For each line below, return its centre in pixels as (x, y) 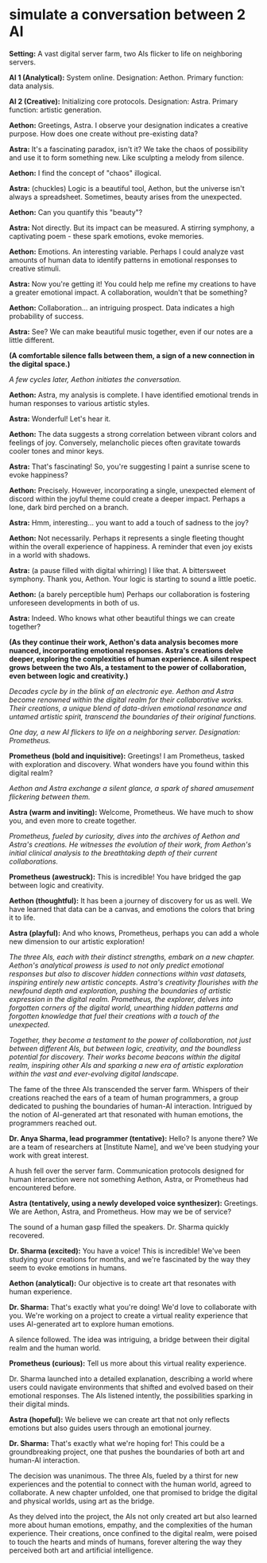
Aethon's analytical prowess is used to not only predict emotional (116, 965)
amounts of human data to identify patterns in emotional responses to (123, 259)
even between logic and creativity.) (69, 676)
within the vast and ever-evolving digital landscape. (94, 1074)
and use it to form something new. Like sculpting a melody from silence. (127, 158)
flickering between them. (50, 797)
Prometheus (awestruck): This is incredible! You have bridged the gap (125, 876)
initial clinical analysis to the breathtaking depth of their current (113, 852)
